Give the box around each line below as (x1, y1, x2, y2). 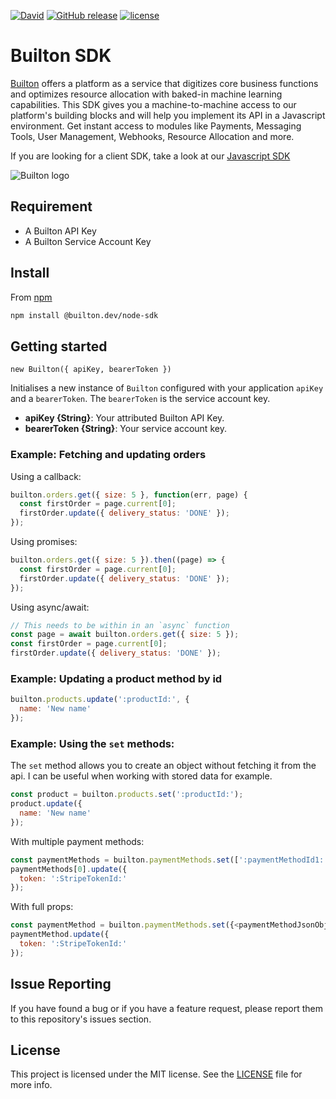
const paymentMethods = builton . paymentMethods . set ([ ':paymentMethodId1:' (10, 855, 329, 865)
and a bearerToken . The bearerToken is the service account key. (10, 393, 271, 405)
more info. (10, 1079, 53, 1091)
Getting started (10, 338, 108, 355)
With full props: (10, 901, 74, 913)
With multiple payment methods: (10, 835, 145, 847)
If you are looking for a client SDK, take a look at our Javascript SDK (10, 150, 291, 162)
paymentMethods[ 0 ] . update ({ (10, 864, 128, 874)
